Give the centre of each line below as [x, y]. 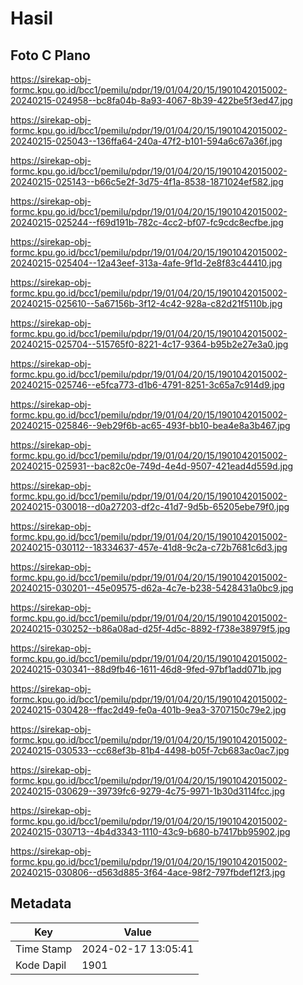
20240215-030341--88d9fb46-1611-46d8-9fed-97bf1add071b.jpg [146, 669]
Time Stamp [44, 949]
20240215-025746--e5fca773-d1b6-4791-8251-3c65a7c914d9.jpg [147, 385]
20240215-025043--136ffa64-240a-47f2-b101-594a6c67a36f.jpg [146, 141]
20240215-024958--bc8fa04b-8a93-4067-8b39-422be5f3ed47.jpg [151, 100]
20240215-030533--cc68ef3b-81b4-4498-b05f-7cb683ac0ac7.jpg [150, 750]
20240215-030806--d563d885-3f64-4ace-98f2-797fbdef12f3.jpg [148, 872]
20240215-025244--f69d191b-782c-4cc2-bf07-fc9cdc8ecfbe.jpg [147, 222]
